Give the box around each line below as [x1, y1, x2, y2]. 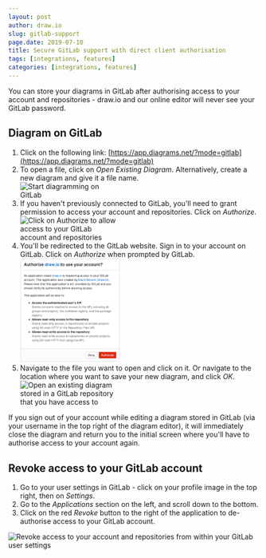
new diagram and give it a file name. [19, 172, 139, 183]
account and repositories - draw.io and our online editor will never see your [8, 94, 255, 104]
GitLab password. [8, 103, 66, 113]
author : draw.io [8, 21, 62, 30]
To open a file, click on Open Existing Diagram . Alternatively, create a [19, 164, 248, 174]
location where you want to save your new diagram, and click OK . [19, 372, 236, 382]
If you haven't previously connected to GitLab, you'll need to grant [19, 198, 237, 208]
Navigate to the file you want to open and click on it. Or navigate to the [19, 363, 252, 373]
